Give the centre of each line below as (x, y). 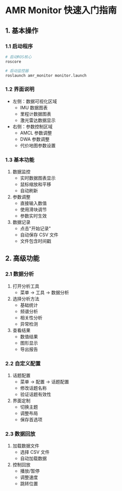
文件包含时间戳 (36, 241)
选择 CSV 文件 (35, 452)
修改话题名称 (33, 388)
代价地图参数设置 (38, 145)
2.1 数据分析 (20, 274)
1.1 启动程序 (19, 46)
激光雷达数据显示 (38, 120)
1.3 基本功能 (20, 159)
